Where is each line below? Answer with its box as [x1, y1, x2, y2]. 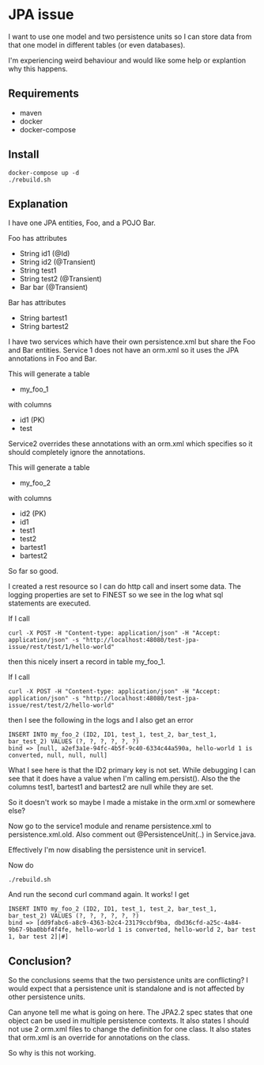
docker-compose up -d [8, 169, 80, 177]
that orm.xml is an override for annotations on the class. [8, 1033, 190, 1043]
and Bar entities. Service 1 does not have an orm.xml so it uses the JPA [8, 345, 239, 355]
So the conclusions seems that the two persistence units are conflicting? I [8, 975, 249, 985]
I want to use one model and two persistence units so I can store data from [8, 32, 252, 41]
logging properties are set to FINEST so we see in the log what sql [8, 590, 224, 600]
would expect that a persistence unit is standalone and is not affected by [8, 984, 245, 994]
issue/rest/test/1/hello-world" [8, 643, 115, 651]
